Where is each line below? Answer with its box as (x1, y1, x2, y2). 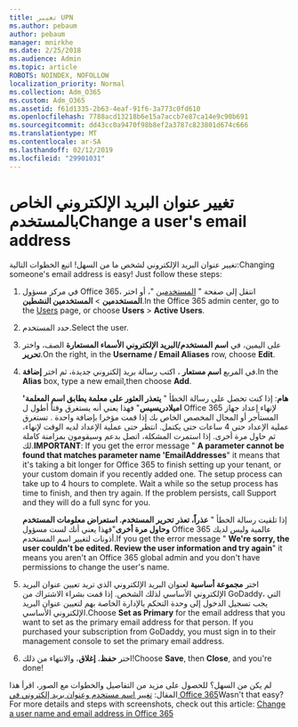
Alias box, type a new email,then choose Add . (21, 376, 192, 387)
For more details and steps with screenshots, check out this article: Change (9, 698, 286, 709)
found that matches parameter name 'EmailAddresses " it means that (21, 450, 280, 461)
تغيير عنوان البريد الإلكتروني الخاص (9, 192, 234, 212)
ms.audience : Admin (9, 54, 82, 63)
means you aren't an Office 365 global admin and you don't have (21, 552, 261, 563)
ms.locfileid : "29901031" (9, 153, 105, 163)
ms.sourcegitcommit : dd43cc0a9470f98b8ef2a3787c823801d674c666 (9, 121, 249, 130)
